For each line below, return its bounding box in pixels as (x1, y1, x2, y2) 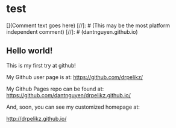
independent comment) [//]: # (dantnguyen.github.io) (6, 28, 138, 35)
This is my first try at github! (6, 62, 77, 69)
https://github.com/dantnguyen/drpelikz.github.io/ (6, 91, 131, 98)
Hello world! (6, 46, 53, 56)
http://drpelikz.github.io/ (6, 115, 67, 122)
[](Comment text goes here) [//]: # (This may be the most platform (6, 22, 171, 29)
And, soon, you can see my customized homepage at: (6, 103, 140, 110)
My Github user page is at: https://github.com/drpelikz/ (6, 73, 143, 80)
